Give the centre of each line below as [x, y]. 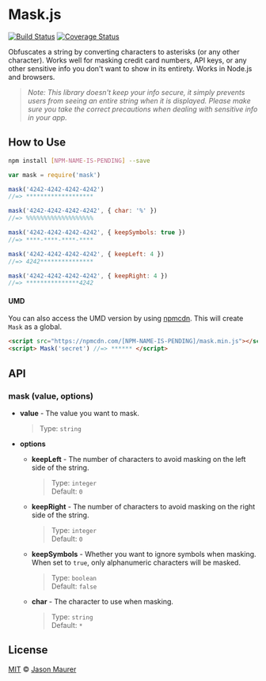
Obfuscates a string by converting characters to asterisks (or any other [124, 51]
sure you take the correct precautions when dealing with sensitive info [142, 109]
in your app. [47, 117]
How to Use [37, 143]
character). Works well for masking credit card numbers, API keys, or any [127, 60]
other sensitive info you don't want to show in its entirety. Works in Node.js [130, 68]
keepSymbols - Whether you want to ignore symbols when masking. [144, 554]
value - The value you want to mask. [80, 413]
